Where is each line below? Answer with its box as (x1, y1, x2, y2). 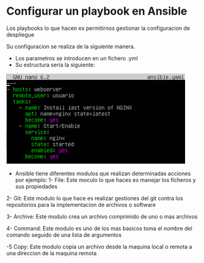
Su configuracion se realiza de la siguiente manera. (6, 43, 136, 50)
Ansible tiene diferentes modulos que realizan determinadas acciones (15, 170, 191, 177)
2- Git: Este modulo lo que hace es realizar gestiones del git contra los (6, 194, 183, 202)
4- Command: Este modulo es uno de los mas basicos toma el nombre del (6, 225, 192, 232)
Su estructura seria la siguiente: (15, 61, 96, 68)
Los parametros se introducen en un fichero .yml (15, 54, 139, 62)
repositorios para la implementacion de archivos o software (6, 201, 156, 208)
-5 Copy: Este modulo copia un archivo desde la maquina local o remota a (6, 243, 192, 250)
